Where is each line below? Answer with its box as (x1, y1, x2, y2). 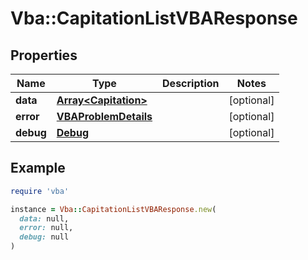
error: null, (19, 223, 74, 233)
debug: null (19, 232, 70, 242)
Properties (10, 47, 78, 64)
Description (162, 77, 220, 90)
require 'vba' (10, 186, 70, 196)
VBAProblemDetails (56, 110, 153, 123)
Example (10, 160, 66, 177)
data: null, (19, 213, 70, 224)
